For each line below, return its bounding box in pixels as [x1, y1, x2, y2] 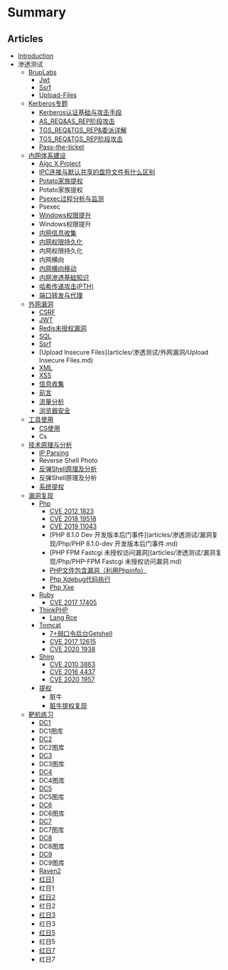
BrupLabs [28, 68, 57, 76]
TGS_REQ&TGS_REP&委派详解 [38, 126, 127, 134]
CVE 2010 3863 [49, 660, 96, 668]
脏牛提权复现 [49, 702, 87, 709]
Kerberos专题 [28, 99, 68, 108]
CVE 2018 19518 [49, 514, 97, 523]
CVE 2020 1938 [49, 645, 96, 653]
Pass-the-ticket [38, 143, 85, 151]
